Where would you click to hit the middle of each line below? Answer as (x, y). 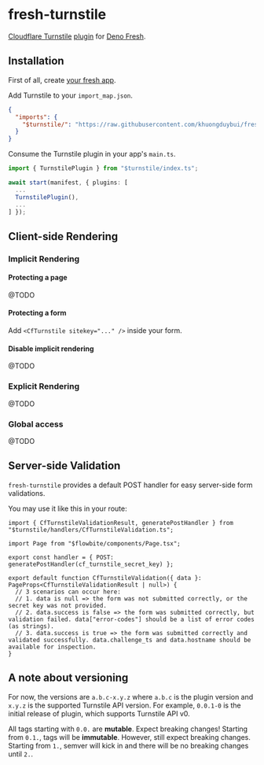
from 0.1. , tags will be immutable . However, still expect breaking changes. (130, 737)
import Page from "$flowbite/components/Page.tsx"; (94, 543)
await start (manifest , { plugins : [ (68, 183)
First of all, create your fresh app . (62, 79)
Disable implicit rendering (51, 349)
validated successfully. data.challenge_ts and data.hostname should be (130, 640)
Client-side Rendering (63, 237)
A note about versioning (68, 678)
